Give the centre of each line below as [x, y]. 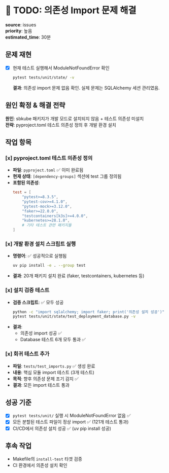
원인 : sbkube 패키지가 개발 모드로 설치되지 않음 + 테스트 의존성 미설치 [75, 118]
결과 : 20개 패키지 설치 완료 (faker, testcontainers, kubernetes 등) [78, 276]
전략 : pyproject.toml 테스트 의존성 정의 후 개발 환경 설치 [61, 125]
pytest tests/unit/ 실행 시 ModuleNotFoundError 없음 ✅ [72, 416]
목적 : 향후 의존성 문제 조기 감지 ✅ [45, 379]
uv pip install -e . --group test [49, 266]
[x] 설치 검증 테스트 [27, 290]
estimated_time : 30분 [28, 37]
